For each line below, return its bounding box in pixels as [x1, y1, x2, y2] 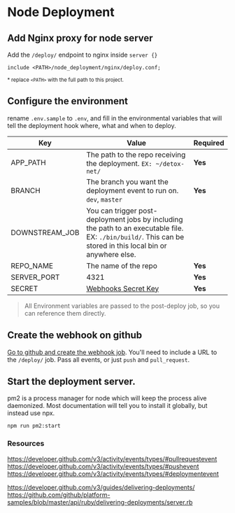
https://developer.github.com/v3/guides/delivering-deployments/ [7, 483, 195, 491]
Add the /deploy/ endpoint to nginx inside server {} [7, 50, 158, 59]
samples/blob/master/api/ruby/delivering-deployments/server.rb [7, 498, 193, 506]
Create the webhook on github [7, 330, 143, 342]
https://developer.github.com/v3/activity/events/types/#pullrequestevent [7, 454, 218, 463]
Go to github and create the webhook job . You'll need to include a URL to [7, 348, 218, 356]
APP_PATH [10, 157, 47, 167]
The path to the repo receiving [86, 150, 186, 160]
